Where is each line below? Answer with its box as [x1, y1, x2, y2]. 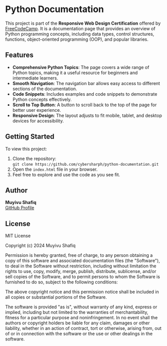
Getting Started [5, 132, 55, 141]
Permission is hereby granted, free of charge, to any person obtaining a [5, 252, 153, 258]
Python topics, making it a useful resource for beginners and [12, 70, 138, 76]
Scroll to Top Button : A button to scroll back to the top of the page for [12, 102, 157, 108]
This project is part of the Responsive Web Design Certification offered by [5, 20, 161, 26]
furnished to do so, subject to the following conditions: [5, 279, 118, 285]
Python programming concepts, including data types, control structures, [5, 31, 154, 37]
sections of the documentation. [12, 86, 77, 92]
